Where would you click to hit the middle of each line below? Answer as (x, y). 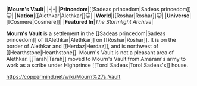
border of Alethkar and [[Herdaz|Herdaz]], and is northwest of (82, 46)
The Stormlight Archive (123, 22)
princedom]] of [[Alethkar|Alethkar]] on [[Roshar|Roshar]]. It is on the (91, 40)
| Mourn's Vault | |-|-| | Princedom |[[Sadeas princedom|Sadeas (83, 9)
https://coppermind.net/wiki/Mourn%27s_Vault (63, 77)
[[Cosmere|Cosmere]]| (34, 22)
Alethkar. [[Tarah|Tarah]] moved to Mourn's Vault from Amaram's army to (96, 59)
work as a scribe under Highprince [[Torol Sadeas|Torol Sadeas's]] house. (97, 65)
